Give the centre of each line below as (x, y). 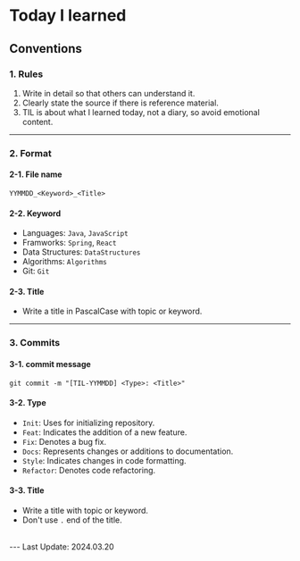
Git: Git (36, 271)
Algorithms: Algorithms (64, 262)
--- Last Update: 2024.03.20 (62, 547)
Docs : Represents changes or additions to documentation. (128, 451)
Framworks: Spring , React (69, 243)
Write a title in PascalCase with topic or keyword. (112, 311)
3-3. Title (27, 490)
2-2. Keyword (35, 213)
